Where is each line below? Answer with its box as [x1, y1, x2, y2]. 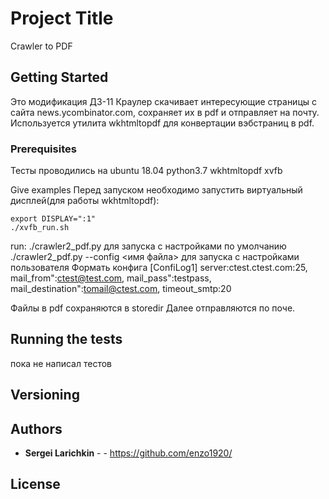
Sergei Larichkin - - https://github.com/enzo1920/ [24, 447, 233, 459]
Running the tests [10, 331, 123, 348]
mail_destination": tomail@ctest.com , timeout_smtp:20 [10, 283, 232, 295]
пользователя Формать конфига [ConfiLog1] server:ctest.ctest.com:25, [10, 262, 308, 274]
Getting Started [10, 69, 109, 86]
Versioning [10, 387, 80, 404]
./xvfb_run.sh [10, 223, 70, 233]
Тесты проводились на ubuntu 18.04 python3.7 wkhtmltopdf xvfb [10, 165, 283, 177]
